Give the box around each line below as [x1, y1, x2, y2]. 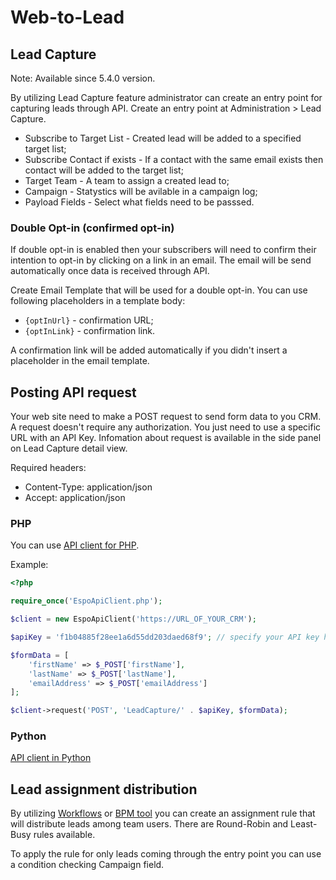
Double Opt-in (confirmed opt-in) [10, 221, 175, 235]
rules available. [33, 829, 96, 841]
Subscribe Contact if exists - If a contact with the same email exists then [24, 154, 324, 165]
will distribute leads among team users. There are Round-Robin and [10, 818, 289, 830]
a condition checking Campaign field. [10, 859, 165, 871]
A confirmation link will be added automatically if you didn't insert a [10, 344, 288, 356]
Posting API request [10, 384, 137, 401]
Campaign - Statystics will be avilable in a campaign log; [24, 186, 258, 197]
